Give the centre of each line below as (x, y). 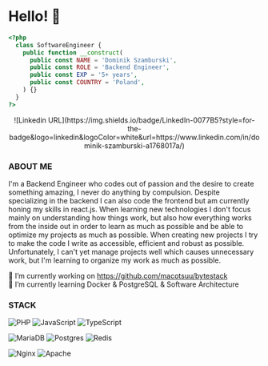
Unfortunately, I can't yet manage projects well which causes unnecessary (131, 251)
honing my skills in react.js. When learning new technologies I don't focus (130, 209)
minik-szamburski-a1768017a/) (134, 145)
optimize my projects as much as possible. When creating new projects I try (133, 235)
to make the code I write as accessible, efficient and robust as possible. (126, 243)
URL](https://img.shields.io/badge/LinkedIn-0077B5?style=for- (151, 120)
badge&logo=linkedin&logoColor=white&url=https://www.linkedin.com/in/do (134, 137)
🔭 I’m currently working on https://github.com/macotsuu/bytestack (118, 276)
